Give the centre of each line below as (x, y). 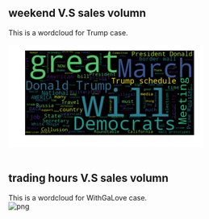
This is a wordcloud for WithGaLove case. (78, 197)
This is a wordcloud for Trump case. (68, 32)
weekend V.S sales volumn (77, 13)
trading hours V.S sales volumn (89, 178)
